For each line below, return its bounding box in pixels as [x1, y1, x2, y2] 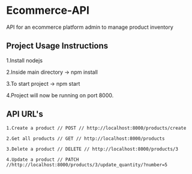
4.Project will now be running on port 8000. [6, 91, 114, 99]
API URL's [6, 109, 43, 119]
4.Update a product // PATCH [6, 157, 79, 163]
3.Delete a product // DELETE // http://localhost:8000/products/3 [6, 146, 179, 152]
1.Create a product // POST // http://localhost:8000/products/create [6, 125, 187, 131]
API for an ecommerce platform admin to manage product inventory [6, 23, 174, 31]
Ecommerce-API [6, 4, 90, 17]
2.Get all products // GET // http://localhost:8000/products [6, 136, 165, 142]
